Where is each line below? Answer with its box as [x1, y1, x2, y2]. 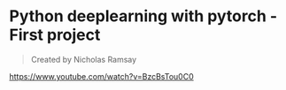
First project [9, 25, 101, 45]
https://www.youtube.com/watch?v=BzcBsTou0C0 [9, 71, 194, 81]
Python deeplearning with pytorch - [9, 6, 278, 26]
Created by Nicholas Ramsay [30, 54, 137, 64]
